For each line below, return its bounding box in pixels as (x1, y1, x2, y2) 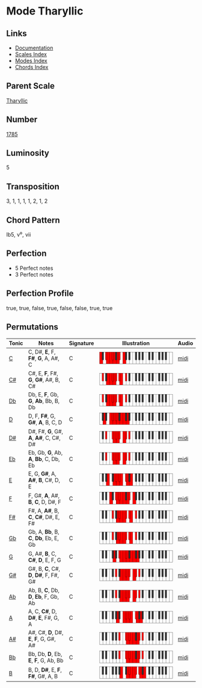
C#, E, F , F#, (28, 369, 58, 377)
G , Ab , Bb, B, (28, 397, 60, 404)
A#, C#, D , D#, (28, 629, 64, 636)
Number (6, 115, 38, 125)
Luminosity (6, 148, 50, 158)
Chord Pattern (6, 215, 60, 225)
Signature (69, 340, 94, 346)
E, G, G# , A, (28, 470, 57, 477)
